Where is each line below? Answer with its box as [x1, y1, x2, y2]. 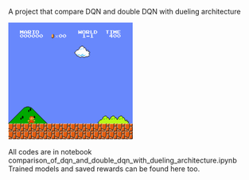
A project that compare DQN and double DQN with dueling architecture [8, 7, 241, 16]
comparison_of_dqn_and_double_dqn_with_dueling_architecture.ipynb [8, 155, 237, 166]
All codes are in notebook [8, 147, 92, 157]
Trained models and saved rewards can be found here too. [8, 164, 200, 174]
